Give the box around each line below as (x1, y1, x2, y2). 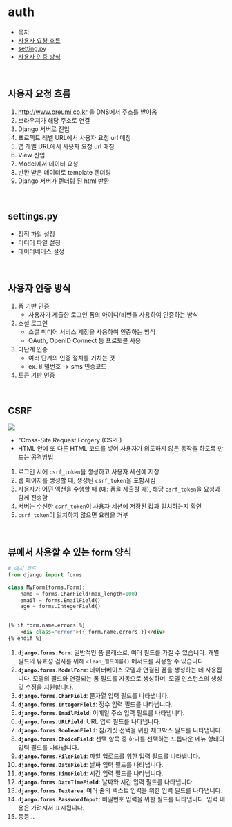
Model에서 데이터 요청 (17, 159, 79, 168)
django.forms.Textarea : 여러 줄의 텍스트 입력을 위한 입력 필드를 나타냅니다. (17, 786, 223, 795)
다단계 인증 (17, 345, 48, 353)
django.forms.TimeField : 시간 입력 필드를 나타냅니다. (17, 769, 164, 777)
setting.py (17, 44, 47, 52)
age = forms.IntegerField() (20, 603, 101, 610)
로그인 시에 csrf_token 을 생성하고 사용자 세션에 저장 (17, 467, 159, 476)
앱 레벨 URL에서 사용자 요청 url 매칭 (17, 142, 115, 150)
